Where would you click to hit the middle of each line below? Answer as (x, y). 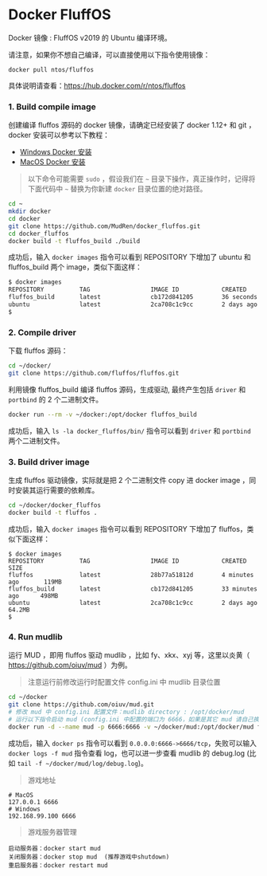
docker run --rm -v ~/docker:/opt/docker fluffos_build (103, 414)
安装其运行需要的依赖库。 (57, 490)
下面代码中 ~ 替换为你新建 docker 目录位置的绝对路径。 (117, 189)
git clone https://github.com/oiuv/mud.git (81, 705)
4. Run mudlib (35, 637)
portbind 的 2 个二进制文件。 (56, 399)
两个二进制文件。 (36, 441)
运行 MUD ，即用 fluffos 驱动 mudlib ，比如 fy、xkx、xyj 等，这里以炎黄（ (129, 655)
